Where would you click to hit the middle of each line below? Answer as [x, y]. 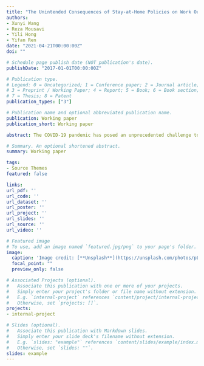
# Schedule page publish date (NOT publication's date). [80, 62]
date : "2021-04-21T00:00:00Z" [45, 46]
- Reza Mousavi [25, 29]
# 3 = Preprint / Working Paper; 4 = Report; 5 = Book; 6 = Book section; [103, 91]
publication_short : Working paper [50, 124]
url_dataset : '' [27, 202]
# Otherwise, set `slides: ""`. [50, 348]
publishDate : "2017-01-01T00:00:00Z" [54, 68]
